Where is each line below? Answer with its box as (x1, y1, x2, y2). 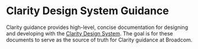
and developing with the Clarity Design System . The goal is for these (6, 30, 173, 37)
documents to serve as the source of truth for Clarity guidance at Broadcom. (6, 36, 193, 43)
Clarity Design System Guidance (6, 4, 170, 18)
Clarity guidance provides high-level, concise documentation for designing (6, 24, 188, 31)
